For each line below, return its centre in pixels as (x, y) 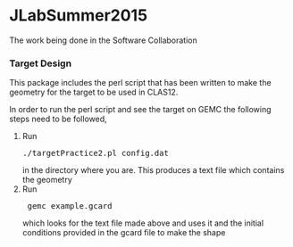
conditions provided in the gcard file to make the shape (124, 233)
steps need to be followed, (58, 119)
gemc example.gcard (70, 206)
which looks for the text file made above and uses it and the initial (143, 223)
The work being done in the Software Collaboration (104, 40)
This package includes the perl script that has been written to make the (140, 83)
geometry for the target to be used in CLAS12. (94, 92)
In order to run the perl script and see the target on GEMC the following (140, 110)
